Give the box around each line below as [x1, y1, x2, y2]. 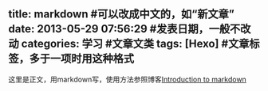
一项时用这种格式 [49, 52, 134, 66]
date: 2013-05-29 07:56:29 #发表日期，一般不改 [8, 22, 251, 36]
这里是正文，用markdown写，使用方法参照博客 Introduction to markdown [8, 74, 247, 84]
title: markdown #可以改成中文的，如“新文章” [8, 7, 235, 21]
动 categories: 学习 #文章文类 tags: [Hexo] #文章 [8, 37, 250, 51]
